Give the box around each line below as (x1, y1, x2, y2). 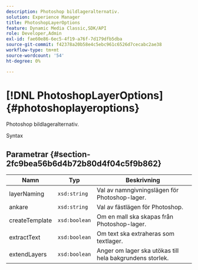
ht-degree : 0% (6, 58, 41, 64)
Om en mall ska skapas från (97, 213, 174, 221)
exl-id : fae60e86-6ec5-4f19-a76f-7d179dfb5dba (6, 36, 123, 42)
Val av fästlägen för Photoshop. (97, 203, 184, 212)
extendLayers (9, 251, 47, 259)
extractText (9, 233, 41, 242)
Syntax (6, 132, 24, 139)
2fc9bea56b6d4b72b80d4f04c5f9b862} (6, 158, 162, 168)
